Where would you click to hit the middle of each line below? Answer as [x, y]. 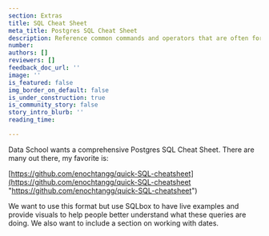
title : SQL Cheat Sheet [48, 23]
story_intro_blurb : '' [46, 113]
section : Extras [35, 16]
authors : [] [28, 53]
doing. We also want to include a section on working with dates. [113, 223]
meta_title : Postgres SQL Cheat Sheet [73, 30]
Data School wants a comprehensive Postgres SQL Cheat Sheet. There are [131, 150]
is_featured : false [41, 82]
